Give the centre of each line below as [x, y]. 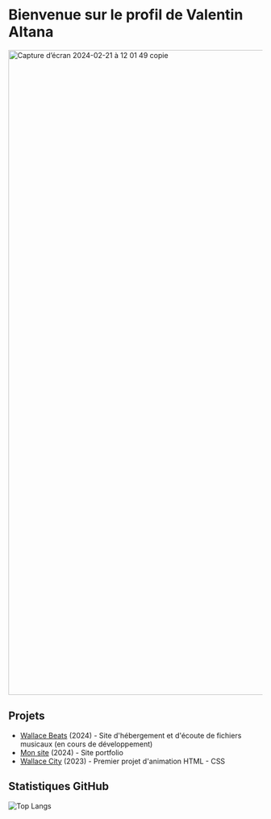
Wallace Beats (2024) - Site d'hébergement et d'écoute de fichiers [131, 735]
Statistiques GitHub [59, 786]
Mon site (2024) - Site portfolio [71, 752]
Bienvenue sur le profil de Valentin [126, 15]
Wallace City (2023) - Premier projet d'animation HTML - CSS [123, 761]
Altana [31, 32]
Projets [27, 716]
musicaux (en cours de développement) [86, 744]
